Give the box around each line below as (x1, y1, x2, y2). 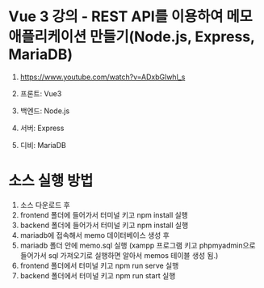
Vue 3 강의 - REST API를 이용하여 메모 (8, 7, 253, 26)
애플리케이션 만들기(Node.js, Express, (8, 28, 255, 46)
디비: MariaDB (19, 140, 66, 150)
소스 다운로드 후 (19, 200, 70, 210)
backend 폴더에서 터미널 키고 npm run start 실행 (19, 270, 176, 280)
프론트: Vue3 (19, 88, 62, 98)
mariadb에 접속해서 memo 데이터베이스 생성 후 (19, 230, 170, 239)
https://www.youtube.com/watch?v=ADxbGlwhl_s (19, 72, 186, 82)
